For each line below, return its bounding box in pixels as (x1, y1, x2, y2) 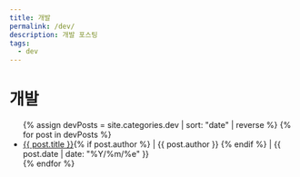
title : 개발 (9, 13, 52, 23)
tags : (9, 38, 30, 48)
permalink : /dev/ (9, 22, 75, 31)
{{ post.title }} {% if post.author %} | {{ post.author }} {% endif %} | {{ (22, 139, 282, 150)
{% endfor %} (22, 158, 75, 169)
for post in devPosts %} (22, 129, 112, 141)
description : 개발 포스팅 (9, 30, 98, 39)
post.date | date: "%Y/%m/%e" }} (22, 149, 150, 160)
